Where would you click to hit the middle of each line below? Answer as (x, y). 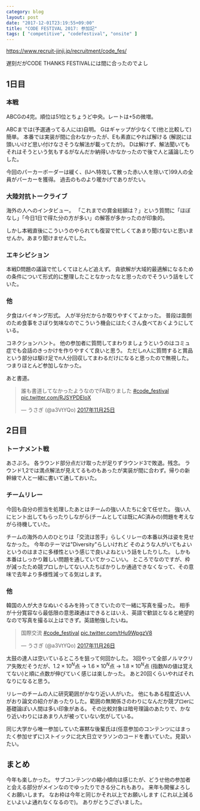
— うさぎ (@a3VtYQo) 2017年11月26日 (68, 645)
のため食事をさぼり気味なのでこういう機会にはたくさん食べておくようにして (100, 323)
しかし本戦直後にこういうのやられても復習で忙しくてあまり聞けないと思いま (100, 231)
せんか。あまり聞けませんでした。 (48, 238)
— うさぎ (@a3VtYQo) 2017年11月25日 (68, 409)
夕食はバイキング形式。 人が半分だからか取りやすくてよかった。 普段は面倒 (99, 315)
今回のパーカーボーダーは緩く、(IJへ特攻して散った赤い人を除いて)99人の (97, 172)
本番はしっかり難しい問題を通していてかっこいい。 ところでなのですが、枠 (98, 559)
